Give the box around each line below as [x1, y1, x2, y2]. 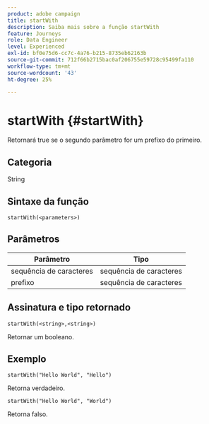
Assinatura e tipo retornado [7, 301, 131, 314]
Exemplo [7, 353, 47, 365]
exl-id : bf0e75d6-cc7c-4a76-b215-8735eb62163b [7, 50, 147, 57]
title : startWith [7, 17, 59, 24]
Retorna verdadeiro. [7, 384, 66, 392]
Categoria [7, 156, 52, 168]
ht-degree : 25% [7, 75, 52, 83]
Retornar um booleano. [7, 332, 74, 341]
